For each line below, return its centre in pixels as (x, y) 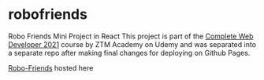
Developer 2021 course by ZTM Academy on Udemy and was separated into (132, 44)
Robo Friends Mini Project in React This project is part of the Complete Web (131, 36)
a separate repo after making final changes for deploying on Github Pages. (129, 53)
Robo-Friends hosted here (51, 67)
